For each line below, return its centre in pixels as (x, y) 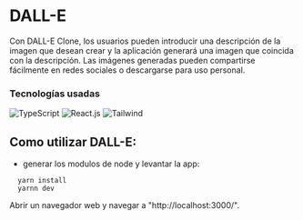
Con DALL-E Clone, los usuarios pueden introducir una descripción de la (145, 41)
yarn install (42, 181)
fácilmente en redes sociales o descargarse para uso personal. (127, 70)
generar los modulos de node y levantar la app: (111, 164)
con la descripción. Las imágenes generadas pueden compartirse (132, 60)
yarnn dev (36, 189)
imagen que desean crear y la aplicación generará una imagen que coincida (151, 50)
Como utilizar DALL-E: (73, 142)
